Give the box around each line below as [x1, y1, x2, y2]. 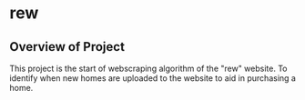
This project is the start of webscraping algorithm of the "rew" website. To [9, 63, 288, 74]
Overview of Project [9, 39, 126, 55]
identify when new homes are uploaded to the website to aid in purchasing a [9, 73, 296, 84]
